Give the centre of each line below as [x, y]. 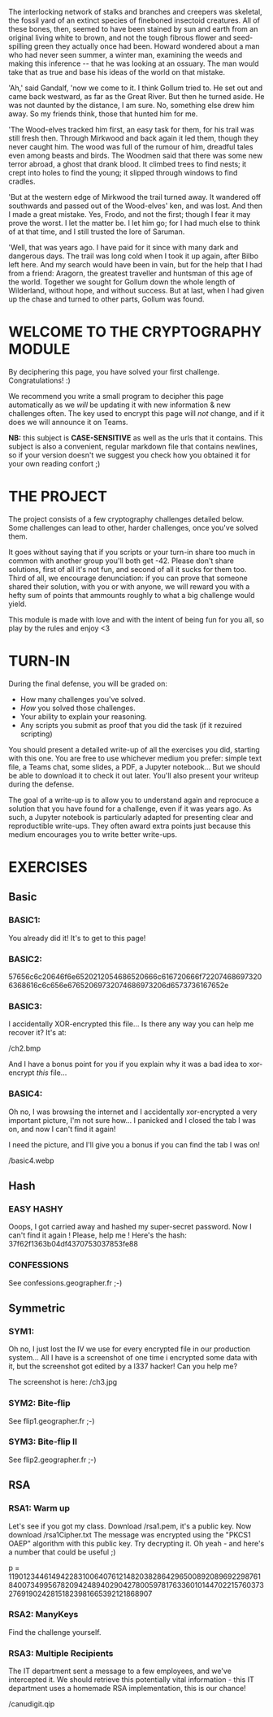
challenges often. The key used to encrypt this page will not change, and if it [136, 413]
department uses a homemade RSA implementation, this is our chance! [127, 1689]
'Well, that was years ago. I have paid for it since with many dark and [123, 247]
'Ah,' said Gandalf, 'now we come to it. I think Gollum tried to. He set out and [136, 88]
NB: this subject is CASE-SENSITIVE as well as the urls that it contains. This [136, 437]
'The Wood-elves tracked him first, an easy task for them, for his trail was [131, 130]
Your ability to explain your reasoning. [84, 716]
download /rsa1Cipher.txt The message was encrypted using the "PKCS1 [130, 1534]
